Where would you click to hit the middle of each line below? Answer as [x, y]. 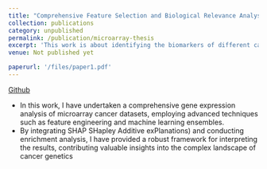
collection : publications [51, 23]
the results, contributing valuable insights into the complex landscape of [138, 147]
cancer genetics [46, 155]
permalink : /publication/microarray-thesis [81, 38]
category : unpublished [46, 30]
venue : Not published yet [51, 53]
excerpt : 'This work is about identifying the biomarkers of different [129, 45]
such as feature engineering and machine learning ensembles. [122, 122]
